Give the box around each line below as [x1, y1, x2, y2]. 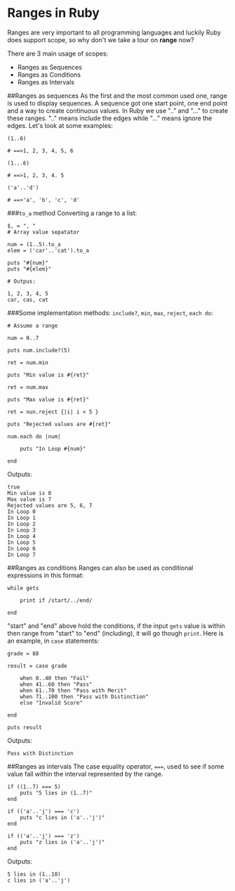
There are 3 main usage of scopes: [7, 49, 109, 58]
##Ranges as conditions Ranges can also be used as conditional [7, 563, 194, 572]
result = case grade [7, 662, 68, 669]
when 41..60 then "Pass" [20, 681, 93, 688]
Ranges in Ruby [7, 5, 100, 21]
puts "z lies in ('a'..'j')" [20, 838, 105, 845]
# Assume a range [7, 322, 58, 329]
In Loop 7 [7, 551, 36, 558]
